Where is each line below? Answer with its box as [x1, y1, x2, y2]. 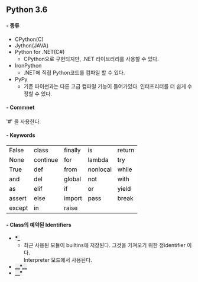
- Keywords [6, 132, 35, 139]
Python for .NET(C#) [14, 48, 65, 55]
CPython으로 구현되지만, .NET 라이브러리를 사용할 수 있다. [23, 55, 159, 62]
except [9, 204, 28, 212]
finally [64, 146, 81, 154]
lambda [87, 156, 109, 164]
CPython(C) [14, 36, 44, 43]
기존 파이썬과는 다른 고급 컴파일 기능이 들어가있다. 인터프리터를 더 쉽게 [23, 82, 186, 89]
